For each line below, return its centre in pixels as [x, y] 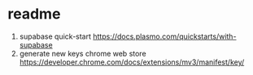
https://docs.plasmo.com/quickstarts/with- [164, 36]
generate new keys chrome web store [83, 53]
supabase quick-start [55, 36]
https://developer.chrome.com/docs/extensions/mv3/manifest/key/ [132, 62]
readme [34, 14]
